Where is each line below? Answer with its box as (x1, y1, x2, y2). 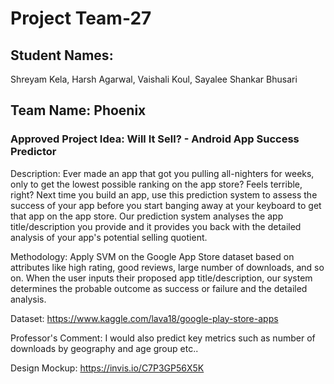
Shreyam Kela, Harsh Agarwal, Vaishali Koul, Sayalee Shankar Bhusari (10, 73, 298, 85)
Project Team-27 (10, 7, 152, 30)
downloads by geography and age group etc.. (10, 342, 199, 354)
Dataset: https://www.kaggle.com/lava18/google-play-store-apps (10, 312, 279, 324)
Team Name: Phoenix (10, 102, 147, 119)
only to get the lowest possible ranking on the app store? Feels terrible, (10, 178, 303, 190)
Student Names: (10, 47, 114, 64)
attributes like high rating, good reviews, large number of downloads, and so (10, 261, 325, 273)
